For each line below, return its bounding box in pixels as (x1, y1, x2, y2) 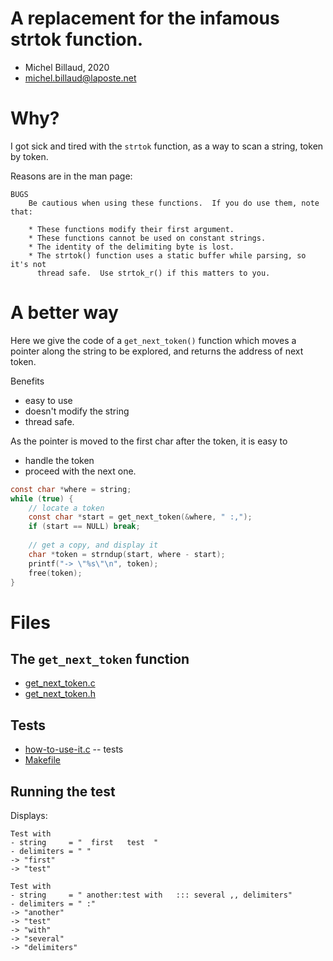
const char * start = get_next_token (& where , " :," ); (28, 512, 253, 522)
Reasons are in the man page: (10, 170, 133, 182)
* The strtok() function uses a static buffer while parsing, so (28, 250, 307, 261)
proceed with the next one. (24, 465, 137, 477)
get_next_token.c (24, 677, 96, 689)
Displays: (10, 810, 48, 822)
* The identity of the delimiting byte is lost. (28, 242, 235, 252)
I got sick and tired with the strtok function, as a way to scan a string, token (10, 140, 324, 152)
